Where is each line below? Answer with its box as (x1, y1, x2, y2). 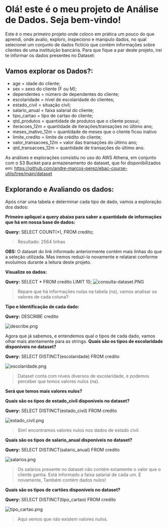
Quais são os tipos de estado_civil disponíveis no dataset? (5, 397, 130, 404)
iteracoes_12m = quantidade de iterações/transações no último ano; (12, 123, 153, 129)
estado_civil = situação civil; (12, 102, 71, 108)
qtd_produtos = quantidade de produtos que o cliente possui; (12, 118, 140, 124)
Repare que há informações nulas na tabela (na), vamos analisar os (17, 288, 157, 295)
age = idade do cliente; (12, 80, 60, 86)
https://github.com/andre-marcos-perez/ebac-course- (14, 165, 128, 171)
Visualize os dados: (5, 269, 47, 275)
